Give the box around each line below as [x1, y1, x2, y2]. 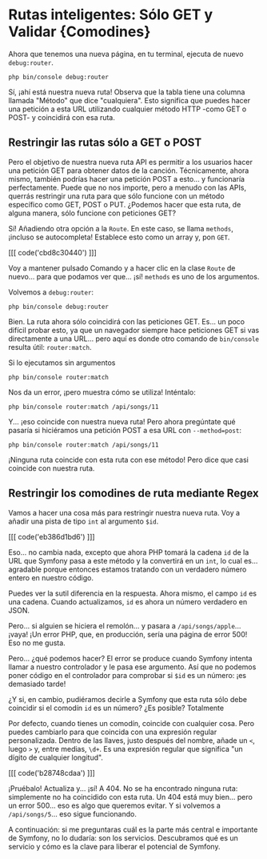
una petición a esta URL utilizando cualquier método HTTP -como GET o [8, 104, 247, 114]
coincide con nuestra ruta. [8, 463, 95, 473]
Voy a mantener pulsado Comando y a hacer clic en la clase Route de [8, 263, 236, 273]
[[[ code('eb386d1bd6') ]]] [8, 532, 95, 541]
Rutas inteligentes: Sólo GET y [8, 6, 213, 24]
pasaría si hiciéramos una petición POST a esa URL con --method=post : [8, 425, 242, 435]
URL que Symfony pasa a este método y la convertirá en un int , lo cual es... [8, 556, 258, 565]
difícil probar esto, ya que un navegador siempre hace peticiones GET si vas [8, 325, 260, 335]
